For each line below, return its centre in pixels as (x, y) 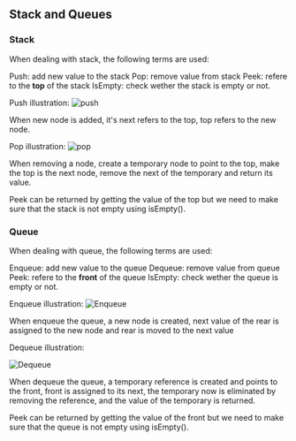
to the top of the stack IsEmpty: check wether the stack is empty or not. (140, 85)
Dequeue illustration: (47, 347)
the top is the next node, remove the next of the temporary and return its (141, 172)
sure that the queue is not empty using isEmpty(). (99, 427)
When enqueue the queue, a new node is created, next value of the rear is (144, 321)
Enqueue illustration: (46, 303)
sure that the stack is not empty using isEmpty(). (97, 209)
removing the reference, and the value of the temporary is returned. (133, 400)
